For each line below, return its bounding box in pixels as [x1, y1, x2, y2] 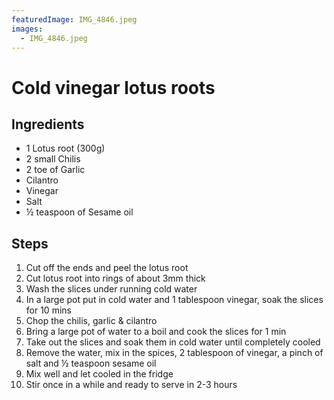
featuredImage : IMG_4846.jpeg [11, 14, 138, 25]
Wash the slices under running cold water [25, 283, 198, 295]
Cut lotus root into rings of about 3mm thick [25, 272, 206, 285]
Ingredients [11, 116, 85, 133]
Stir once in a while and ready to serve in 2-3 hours [25, 379, 238, 391]
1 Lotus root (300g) [25, 142, 106, 155]
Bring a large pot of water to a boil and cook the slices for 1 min [25, 326, 287, 338]
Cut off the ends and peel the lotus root [25, 262, 189, 274]
